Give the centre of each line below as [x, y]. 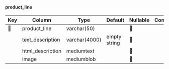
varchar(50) [80, 28]
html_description [42, 51]
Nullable [139, 20]
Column [42, 20]
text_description [41, 40]
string [113, 43]
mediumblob [81, 59]
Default [115, 20]
